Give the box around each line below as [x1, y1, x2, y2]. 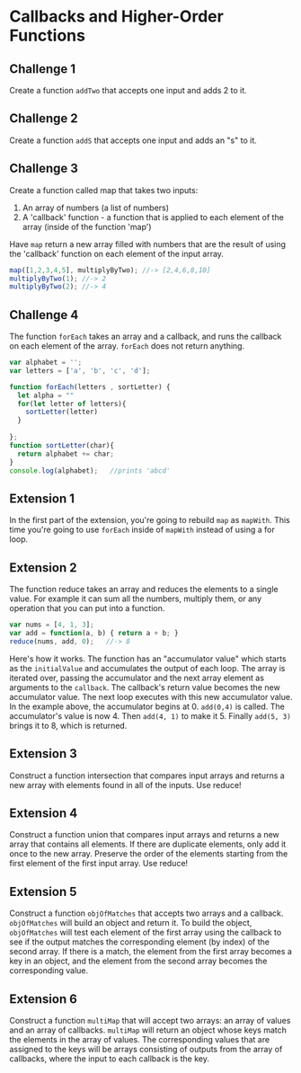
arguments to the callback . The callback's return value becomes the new [9, 681, 280, 693]
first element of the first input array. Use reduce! [9, 858, 189, 869]
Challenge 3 [9, 161, 79, 176]
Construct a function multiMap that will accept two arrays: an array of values [9, 1015, 291, 1025]
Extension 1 [9, 491, 75, 506]
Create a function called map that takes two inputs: [9, 184, 199, 195]
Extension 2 [9, 560, 77, 575]
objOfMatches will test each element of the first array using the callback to [9, 927, 282, 938]
